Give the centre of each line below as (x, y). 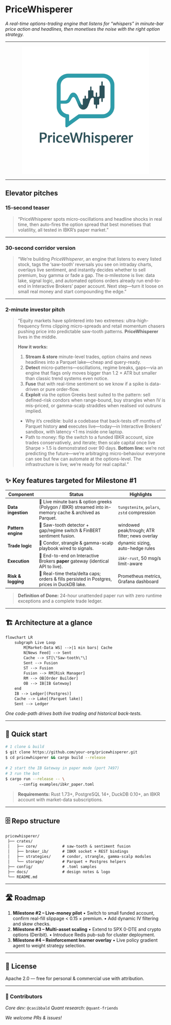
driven (32, 389)
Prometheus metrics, (140, 576)
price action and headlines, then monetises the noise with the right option (83, 29)
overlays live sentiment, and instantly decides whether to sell (82, 270)
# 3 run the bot (22, 774)
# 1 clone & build (25, 747)
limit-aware (130, 564)
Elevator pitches (32, 193)
